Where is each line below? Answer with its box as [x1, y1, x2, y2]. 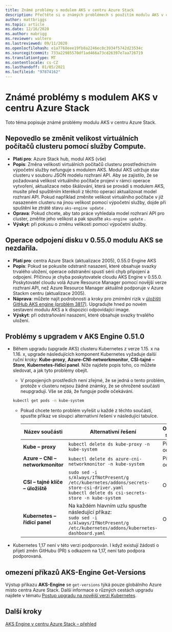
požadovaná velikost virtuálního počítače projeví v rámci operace [12, 177, 150, 183]
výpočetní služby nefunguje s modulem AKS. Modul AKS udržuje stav [12, 166, 160, 173]
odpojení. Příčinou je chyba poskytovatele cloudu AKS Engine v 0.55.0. [12, 273, 162, 280]
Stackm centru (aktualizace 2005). [12, 290, 86, 296]
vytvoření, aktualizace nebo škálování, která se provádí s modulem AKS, [12, 183, 165, 189]
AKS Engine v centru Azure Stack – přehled [5, 621, 97, 627]
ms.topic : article [5, 22, 45, 27]
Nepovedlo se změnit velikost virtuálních [5, 134, 139, 143]
